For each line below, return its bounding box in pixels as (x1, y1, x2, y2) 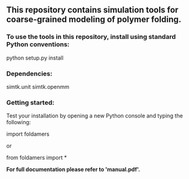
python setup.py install (6, 54, 64, 61)
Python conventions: (6, 40, 70, 49)
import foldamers (6, 130, 50, 138)
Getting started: (6, 98, 55, 107)
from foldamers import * (6, 154, 67, 161)
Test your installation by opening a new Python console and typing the (6, 112, 183, 119)
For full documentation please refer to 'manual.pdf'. (6, 166, 140, 173)
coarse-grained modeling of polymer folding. (6, 15, 182, 25)
